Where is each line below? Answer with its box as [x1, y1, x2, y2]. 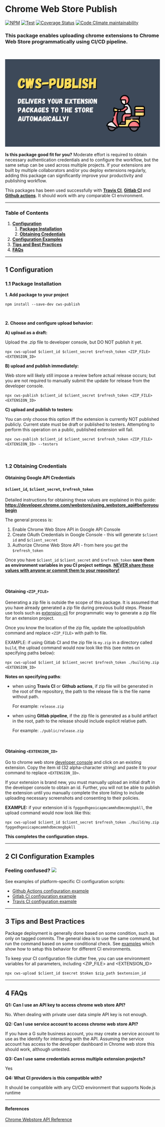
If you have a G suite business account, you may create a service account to [5, 1031, 160, 1037]
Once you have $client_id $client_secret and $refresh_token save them [5, 557, 155, 563]
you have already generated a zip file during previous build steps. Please [5, 605, 152, 611]
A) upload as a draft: [5, 329, 48, 336]
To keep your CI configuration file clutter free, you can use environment [5, 956, 150, 961]
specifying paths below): [5, 649, 55, 656]
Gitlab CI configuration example [12, 893, 77, 899]
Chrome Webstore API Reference [5, 1117, 72, 1123]
